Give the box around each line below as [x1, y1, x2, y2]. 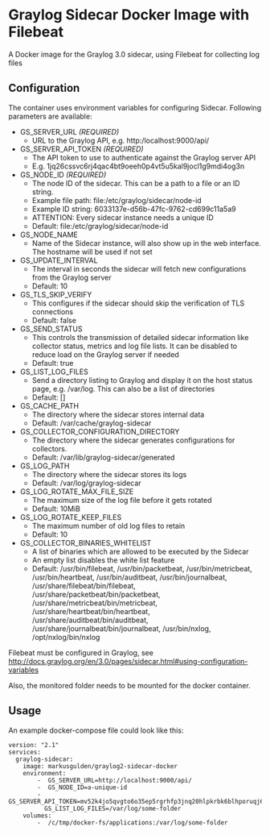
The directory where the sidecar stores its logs [31, 469, 187, 479]
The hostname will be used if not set [31, 247, 153, 256]
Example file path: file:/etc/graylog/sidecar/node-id [31, 195, 202, 205]
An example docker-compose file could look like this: [8, 725, 184, 735]
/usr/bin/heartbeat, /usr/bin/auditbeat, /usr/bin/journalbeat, [31, 572, 227, 582]
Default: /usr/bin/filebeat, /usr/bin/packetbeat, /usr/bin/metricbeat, [31, 563, 253, 573]
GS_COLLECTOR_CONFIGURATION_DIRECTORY [19, 426, 180, 436]
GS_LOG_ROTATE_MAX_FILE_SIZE [19, 486, 134, 496]
